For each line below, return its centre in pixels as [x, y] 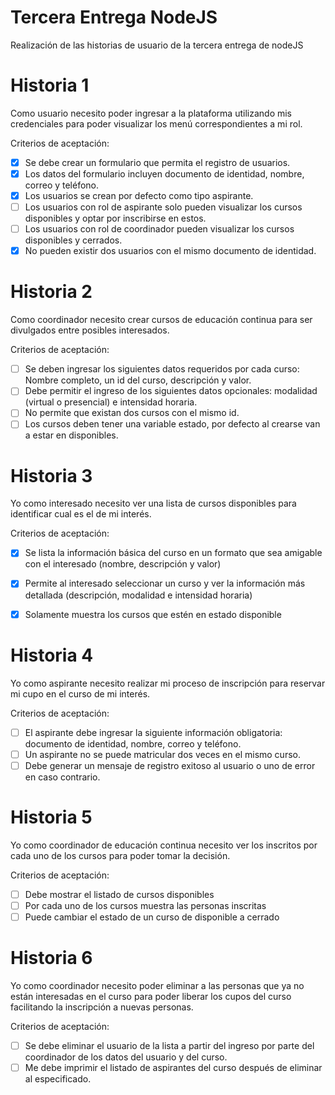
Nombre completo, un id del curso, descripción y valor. [138, 380]
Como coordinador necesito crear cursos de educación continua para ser [161, 320]
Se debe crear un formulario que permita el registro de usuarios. [157, 162]
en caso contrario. [62, 777]
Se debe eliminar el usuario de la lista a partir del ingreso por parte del [169, 1045]
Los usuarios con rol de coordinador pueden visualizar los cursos [159, 229]
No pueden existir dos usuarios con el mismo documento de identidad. [170, 251]
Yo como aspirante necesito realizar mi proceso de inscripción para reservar [168, 683]
